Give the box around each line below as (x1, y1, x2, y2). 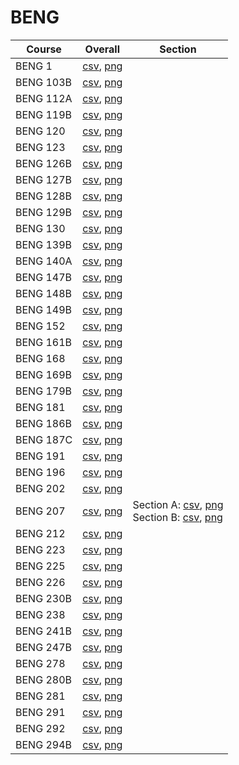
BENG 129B (15, 205, 72, 219)
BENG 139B (15, 237, 72, 251)
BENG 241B (15, 624, 72, 638)
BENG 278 (15, 656, 66, 670)
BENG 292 (15, 721, 66, 735)
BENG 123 (15, 140, 66, 154)
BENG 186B (15, 416, 72, 430)
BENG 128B (15, 189, 72, 203)
